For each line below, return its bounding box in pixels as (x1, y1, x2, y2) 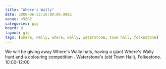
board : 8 (5, 26, 23, 31)
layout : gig (5, 30, 30, 35)
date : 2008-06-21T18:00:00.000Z (5, 12, 72, 17)
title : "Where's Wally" (5, 7, 55, 12)
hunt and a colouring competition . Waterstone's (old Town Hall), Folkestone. (5, 54, 162, 60)
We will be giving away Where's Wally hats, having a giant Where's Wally (5, 48, 154, 55)
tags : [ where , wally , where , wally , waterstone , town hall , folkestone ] (5, 35, 159, 40)
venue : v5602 (5, 16, 32, 21)
